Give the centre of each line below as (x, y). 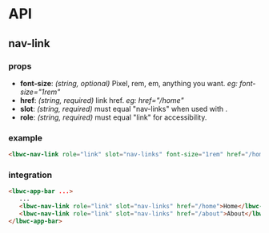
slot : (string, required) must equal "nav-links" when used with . (124, 109)
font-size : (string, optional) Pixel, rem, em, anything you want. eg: (129, 83)
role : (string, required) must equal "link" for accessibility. (113, 117)
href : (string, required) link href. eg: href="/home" (102, 100)
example (25, 138)
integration (30, 175)
